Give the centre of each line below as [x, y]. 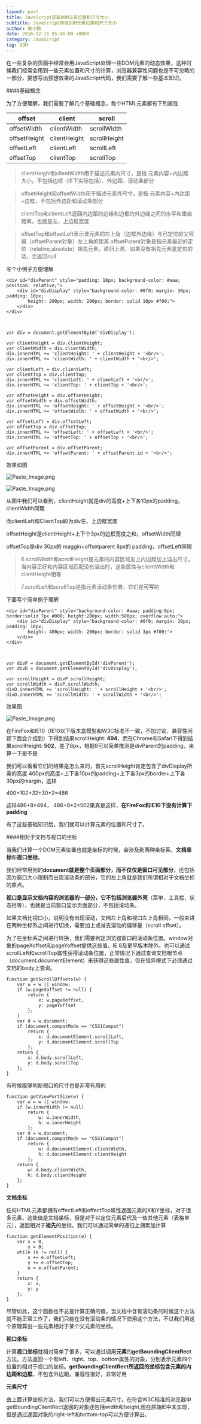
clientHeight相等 [41, 574]
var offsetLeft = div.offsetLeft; [49, 422]
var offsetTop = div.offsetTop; [46, 427]
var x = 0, [31, 1242]
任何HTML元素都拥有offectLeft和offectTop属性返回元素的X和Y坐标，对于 [96, 1210]
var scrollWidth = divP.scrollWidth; [53, 684]
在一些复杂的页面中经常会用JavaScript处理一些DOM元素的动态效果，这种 [96, 63]
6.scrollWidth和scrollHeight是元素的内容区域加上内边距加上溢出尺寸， [107, 559]
